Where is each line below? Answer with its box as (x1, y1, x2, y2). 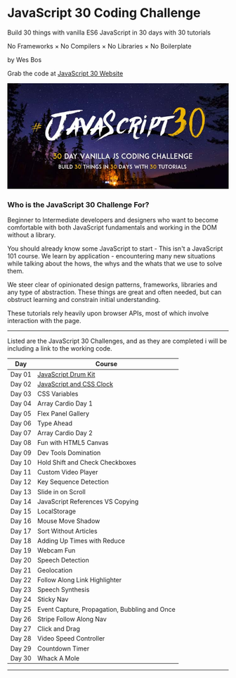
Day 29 (10, 644, 32, 653)
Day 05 (10, 409, 32, 418)
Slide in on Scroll (37, 487, 86, 496)
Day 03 (10, 389, 32, 398)
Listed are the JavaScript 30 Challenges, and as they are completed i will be (7, 337, 227, 345)
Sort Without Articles (37, 527, 98, 535)
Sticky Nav (37, 595, 69, 603)
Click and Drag (37, 624, 81, 633)
